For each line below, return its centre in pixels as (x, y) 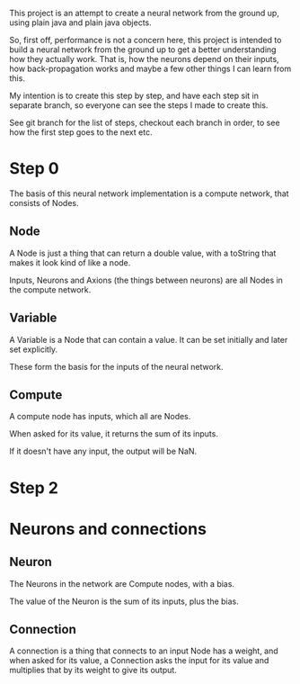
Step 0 (35, 169)
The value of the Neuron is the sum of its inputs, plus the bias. (124, 601)
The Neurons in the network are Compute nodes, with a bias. (122, 583)
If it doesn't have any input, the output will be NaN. (103, 451)
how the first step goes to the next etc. (81, 132)
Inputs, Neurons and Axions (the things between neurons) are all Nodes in (146, 280)
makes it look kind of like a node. (70, 262)
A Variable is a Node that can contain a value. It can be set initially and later (149, 339)
